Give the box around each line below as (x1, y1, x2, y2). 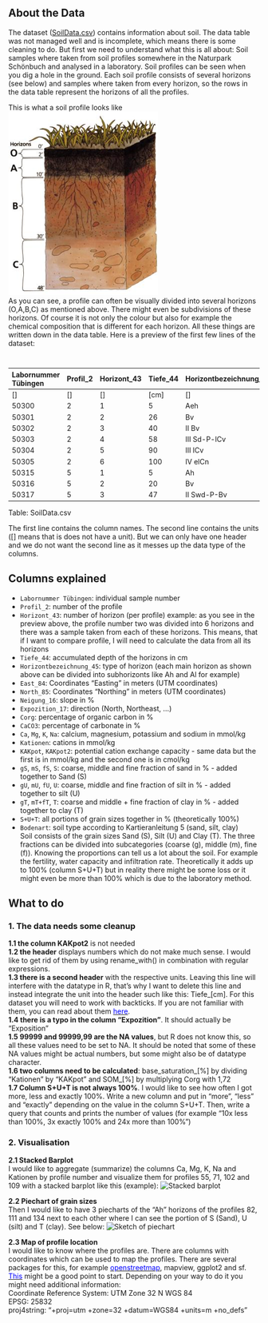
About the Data (8, 6, 85, 20)
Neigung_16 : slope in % (19, 695, 95, 704)
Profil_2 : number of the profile (19, 601, 123, 611)
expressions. (8, 964, 50, 974)
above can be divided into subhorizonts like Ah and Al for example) (19, 669, 241, 679)
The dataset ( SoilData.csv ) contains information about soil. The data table (8, 27, 250, 37)
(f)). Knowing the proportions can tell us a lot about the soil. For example (19, 847, 258, 858)
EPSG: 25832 (8, 1297, 53, 1306)
